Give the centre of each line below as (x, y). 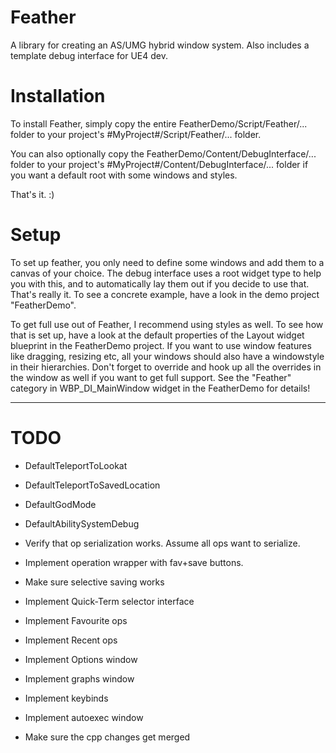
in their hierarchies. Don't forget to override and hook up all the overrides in (166, 367)
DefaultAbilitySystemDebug (82, 523)
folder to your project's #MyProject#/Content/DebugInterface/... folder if (159, 164)
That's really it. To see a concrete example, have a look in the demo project (165, 294)
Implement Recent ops (71, 640)
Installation (58, 96)
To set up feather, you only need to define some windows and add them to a (167, 262)
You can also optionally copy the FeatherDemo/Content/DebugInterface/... (163, 153)
